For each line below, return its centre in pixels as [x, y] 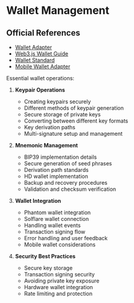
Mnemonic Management [46, 145]
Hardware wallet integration [59, 287]
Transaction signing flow [55, 232]
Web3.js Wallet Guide [41, 54]
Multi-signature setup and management [73, 134]
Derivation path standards [56, 170]
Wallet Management [58, 11]
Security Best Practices [45, 256]
